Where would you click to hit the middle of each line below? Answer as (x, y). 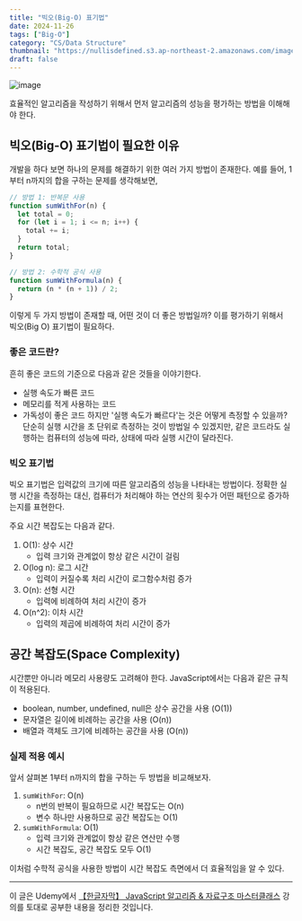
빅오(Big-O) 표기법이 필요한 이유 (94, 146)
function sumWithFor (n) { (58, 206)
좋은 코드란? (35, 352)
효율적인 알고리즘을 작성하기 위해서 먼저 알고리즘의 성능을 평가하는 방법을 (138, 103)
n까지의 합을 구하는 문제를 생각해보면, (92, 180)
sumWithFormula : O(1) (60, 828)
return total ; (44, 248)
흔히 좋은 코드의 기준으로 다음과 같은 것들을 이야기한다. (105, 373)
